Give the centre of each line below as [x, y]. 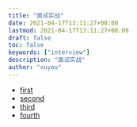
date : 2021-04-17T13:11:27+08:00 [63, 23]
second [32, 98]
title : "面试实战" [36, 15]
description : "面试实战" [47, 60]
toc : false [26, 45]
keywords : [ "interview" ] [49, 52]
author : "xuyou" [35, 67]
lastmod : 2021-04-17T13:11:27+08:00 [68, 30]
